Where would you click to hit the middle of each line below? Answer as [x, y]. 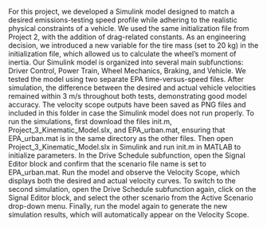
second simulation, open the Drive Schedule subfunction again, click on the [132, 189]
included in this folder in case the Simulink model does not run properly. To [132, 113]
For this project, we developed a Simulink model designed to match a [122, 12]
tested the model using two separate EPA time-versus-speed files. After [126, 79]
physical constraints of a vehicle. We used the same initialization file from [129, 28]
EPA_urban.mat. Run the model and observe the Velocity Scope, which [124, 172]
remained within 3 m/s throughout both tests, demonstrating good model [128, 96]
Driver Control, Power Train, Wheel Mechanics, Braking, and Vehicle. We [127, 70]
